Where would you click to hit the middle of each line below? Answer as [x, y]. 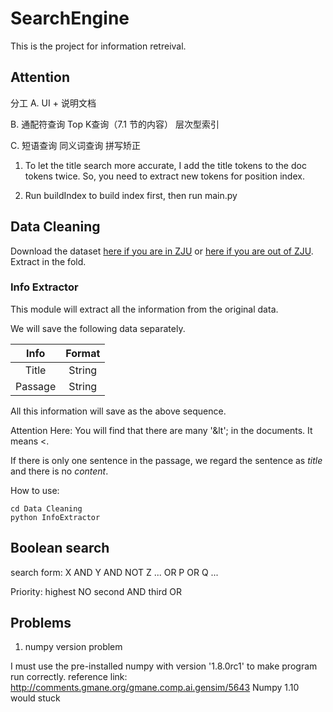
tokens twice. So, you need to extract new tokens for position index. [164, 176]
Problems [41, 623]
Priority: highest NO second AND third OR [96, 591]
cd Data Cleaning [46, 508]
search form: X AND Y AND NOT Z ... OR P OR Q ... [114, 572]
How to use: [35, 490]
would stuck [35, 698]
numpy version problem [73, 647]
